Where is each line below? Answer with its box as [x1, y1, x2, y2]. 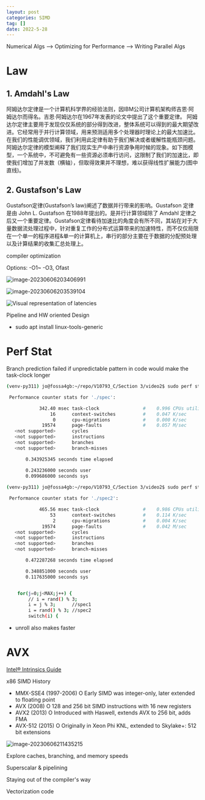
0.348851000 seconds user [25, 568, 92, 574]
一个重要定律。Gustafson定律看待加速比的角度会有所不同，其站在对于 [16, 217, 193, 224]
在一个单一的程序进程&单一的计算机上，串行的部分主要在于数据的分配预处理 [6, 232, 197, 240]
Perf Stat [6, 345, 52, 358]
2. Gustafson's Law [6, 185, 82, 195]
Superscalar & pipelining [6, 764, 68, 771]
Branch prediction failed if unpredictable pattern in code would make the [6, 365, 189, 372]
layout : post [6, 9, 40, 15]
